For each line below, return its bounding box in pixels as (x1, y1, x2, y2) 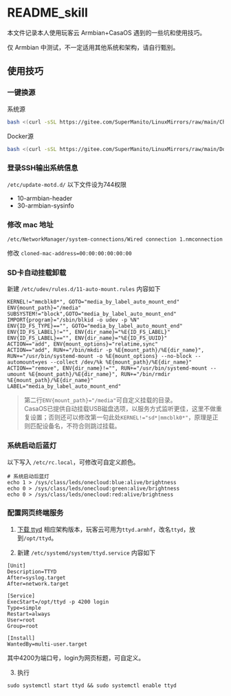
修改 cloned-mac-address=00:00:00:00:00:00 (7, 248, 132, 257)
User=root (7, 616, 36, 624)
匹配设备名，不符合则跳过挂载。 (30, 422, 121, 430)
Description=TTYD (7, 568, 57, 575)
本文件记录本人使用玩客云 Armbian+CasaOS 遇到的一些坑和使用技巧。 (7, 28, 206, 37)
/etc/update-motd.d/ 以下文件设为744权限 (7, 180, 127, 188)
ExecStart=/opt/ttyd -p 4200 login (7, 598, 109, 605)
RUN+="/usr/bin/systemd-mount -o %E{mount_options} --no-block (7, 353, 192, 360)
